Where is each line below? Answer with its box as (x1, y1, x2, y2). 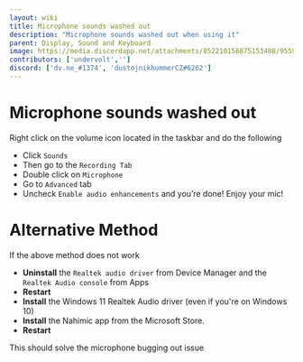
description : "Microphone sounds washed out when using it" (9, 30, 241, 39)
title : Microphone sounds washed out (9, 22, 151, 31)
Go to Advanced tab (22, 178, 92, 190)
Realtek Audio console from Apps (22, 276, 150, 287)
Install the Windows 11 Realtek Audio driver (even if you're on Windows (22, 295, 288, 307)
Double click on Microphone (22, 169, 124, 180)
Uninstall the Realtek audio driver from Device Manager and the (22, 267, 268, 278)
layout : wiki (9, 13, 59, 23)
